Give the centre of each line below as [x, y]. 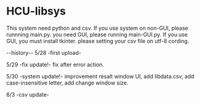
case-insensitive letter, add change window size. [67, 83]
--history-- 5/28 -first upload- [44, 52]
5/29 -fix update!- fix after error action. [55, 64]
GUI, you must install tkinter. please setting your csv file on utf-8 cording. [98, 41]
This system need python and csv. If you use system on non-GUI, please [97, 28]
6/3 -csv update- [28, 94]
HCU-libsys [36, 11]
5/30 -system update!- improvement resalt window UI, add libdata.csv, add [100, 76]
